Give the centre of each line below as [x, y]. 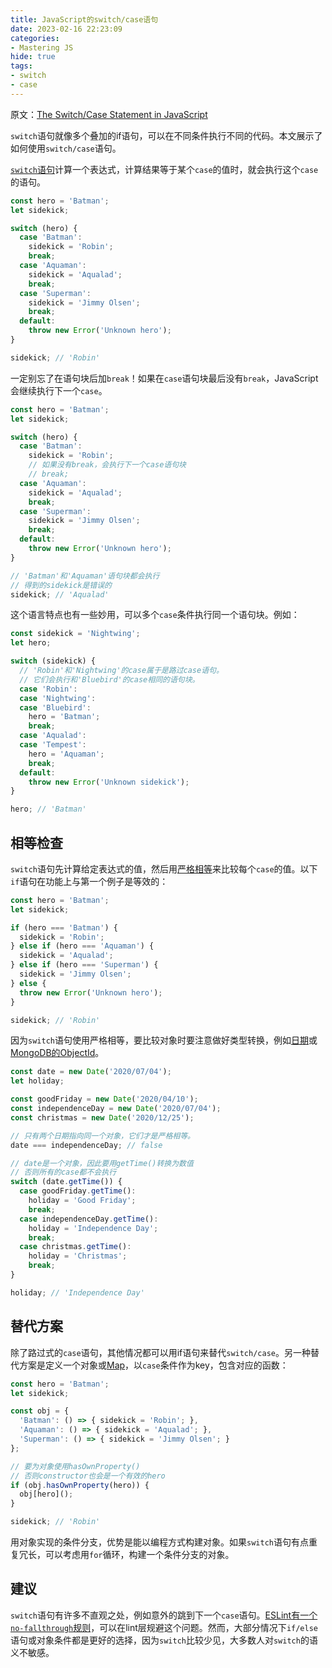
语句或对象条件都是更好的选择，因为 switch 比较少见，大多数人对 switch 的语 [164, 1640]
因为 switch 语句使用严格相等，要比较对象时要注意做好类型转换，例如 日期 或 [164, 1040]
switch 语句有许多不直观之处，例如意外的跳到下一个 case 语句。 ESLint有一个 [164, 1615]
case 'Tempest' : [53, 745]
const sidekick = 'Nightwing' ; [75, 634]
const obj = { [40, 1411]
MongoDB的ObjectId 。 [57, 1053]
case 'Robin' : [48, 689]
